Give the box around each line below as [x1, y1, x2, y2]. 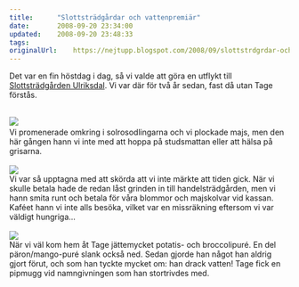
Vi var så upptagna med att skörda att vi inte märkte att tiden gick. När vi [9, 174, 275, 184]
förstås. [9, 90, 37, 101]
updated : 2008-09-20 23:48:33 [9, 29, 133, 38]
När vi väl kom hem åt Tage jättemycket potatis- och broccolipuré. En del [9, 240, 277, 250]
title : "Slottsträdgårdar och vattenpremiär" [9, 12, 201, 22]
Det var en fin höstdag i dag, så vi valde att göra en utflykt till [9, 70, 233, 81]
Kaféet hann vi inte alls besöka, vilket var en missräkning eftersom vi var [9, 202, 274, 213]
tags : [9, 37, 29, 47]
